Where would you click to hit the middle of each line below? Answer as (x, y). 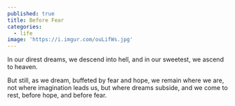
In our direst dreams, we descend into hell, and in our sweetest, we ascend (116, 59)
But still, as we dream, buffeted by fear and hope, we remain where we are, (116, 80)
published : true (31, 14)
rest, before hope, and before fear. (57, 96)
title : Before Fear (36, 20)
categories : (25, 26)
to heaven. (23, 67)
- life (23, 33)
